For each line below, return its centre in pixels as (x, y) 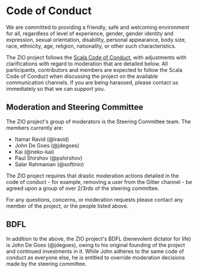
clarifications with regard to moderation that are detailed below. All (87, 64)
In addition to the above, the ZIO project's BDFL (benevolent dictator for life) (99, 239)
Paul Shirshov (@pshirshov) (48, 158)
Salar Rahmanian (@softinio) (49, 164)
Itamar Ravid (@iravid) (42, 139)
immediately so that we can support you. (56, 88)
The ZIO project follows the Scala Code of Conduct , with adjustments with (96, 57)
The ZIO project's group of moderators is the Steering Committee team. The (98, 121)
